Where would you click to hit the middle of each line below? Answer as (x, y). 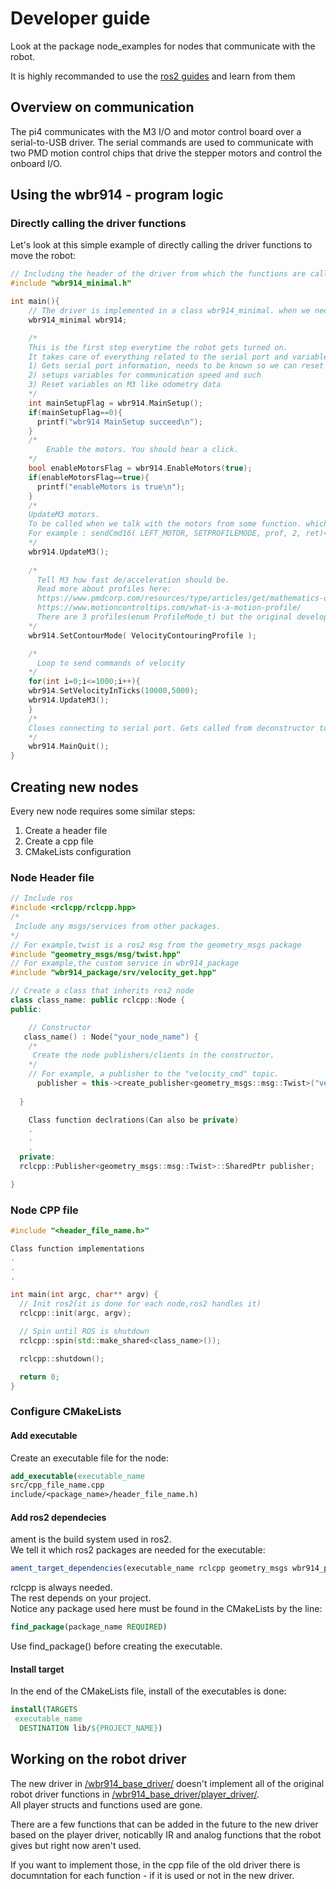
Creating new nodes (74, 787)
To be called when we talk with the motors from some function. (165, 524)
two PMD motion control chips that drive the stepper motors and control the (166, 153)
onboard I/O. (36, 163)
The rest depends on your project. (81, 1598)
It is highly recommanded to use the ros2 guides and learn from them (153, 76)
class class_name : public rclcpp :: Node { (98, 1000)
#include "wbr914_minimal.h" (71, 283)
